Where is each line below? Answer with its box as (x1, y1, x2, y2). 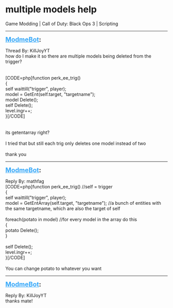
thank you (5, 151, 27, 157)
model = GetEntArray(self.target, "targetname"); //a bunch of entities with (5, 200, 161, 206)
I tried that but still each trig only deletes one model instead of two (5, 140, 146, 146)
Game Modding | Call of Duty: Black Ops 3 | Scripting (5, 21, 118, 27)
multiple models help (5, 4, 97, 15)
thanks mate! (5, 298, 33, 304)
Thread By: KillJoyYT (5, 47, 50, 53)
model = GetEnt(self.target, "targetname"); (5, 91, 96, 97)
